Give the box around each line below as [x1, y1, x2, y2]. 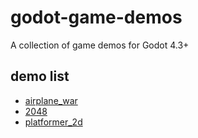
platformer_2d [24, 116, 83, 128]
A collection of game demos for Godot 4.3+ [10, 39, 190, 51]
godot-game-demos [10, 6, 183, 29]
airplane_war [24, 94, 78, 106]
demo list [10, 68, 70, 85]
